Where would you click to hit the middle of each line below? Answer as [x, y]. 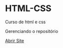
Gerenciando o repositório [31, 31]
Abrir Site [15, 40]
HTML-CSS [28, 8]
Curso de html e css [25, 22]
